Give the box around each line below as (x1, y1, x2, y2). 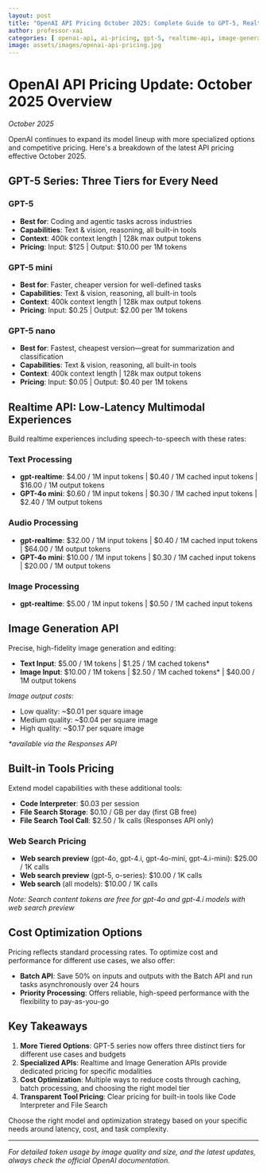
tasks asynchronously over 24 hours (19, 979, 140, 989)
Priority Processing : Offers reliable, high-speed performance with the (19, 988, 250, 998)
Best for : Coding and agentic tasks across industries (19, 216, 192, 226)
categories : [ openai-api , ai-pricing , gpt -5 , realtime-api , (8, 33, 215, 42)
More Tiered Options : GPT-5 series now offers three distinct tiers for (19, 1041, 246, 1050)
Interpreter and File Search (19, 1100, 108, 1109)
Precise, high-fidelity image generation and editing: (8, 643, 176, 652)
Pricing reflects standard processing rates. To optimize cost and (8, 947, 219, 957)
